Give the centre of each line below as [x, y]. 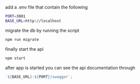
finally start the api [24, 49]
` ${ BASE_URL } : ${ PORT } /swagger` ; [39, 77]
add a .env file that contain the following [46, 7]
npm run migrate [22, 39]
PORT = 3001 [15, 16]
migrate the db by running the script [42, 30]
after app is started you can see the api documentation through [70, 68]
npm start [15, 58]
